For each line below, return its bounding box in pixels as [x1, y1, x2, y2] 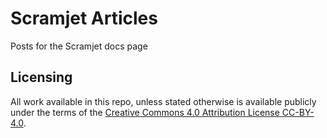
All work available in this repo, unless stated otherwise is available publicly [10, 95, 317, 107]
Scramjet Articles [10, 7, 158, 30]
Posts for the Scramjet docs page [10, 40, 148, 52]
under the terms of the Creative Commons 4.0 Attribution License [10, 106, 280, 118]
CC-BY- [281, 106, 315, 118]
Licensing [10, 69, 73, 86]
